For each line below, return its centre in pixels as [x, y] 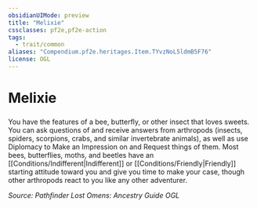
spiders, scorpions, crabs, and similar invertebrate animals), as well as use [128, 138]
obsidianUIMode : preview [49, 15]
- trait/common [40, 45]
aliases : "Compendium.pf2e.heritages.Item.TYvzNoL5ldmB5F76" [110, 52]
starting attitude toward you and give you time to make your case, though [127, 172]
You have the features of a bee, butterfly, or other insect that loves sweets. [129, 122]
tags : [17, 37]
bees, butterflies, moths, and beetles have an [81, 155]
